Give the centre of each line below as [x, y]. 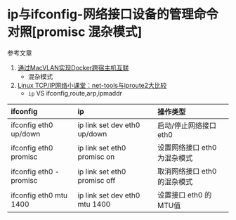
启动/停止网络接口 [187, 125]
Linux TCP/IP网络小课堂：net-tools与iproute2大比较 [92, 85]
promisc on [96, 157]
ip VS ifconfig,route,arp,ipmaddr [75, 93]
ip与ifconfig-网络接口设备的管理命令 [113, 14]
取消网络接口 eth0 [187, 171]
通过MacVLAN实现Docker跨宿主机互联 [73, 67]
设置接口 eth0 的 [185, 195]
